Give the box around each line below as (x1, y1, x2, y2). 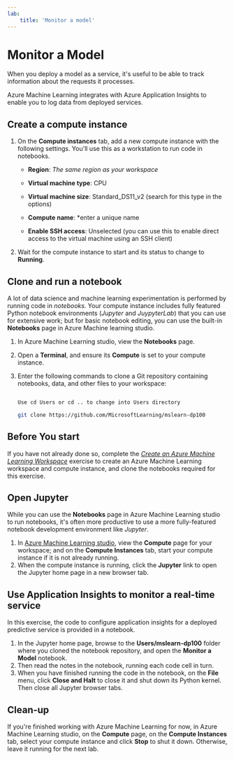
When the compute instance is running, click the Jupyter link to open (17, 561, 217, 569)
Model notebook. (17, 654, 68, 662)
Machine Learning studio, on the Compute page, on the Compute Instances (7, 730, 227, 738)
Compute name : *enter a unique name (27, 214, 140, 222)
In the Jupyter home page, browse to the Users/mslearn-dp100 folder (17, 639, 221, 648)
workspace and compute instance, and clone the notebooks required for (7, 464, 216, 472)
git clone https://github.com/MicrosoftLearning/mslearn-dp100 (17, 411, 206, 418)
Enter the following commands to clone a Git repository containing (17, 372, 208, 381)
